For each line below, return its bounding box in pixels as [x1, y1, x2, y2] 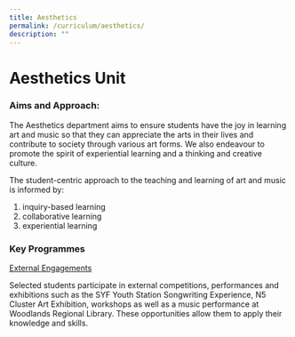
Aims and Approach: [9, 100, 100, 112]
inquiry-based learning [21, 201, 107, 212]
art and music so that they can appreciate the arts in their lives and [9, 129, 254, 140]
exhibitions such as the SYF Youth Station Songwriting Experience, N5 [9, 290, 267, 301]
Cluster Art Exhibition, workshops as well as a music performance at [9, 299, 259, 309]
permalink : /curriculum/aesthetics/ [9, 21, 145, 30]
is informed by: [9, 184, 65, 195]
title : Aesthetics [9, 12, 77, 22]
